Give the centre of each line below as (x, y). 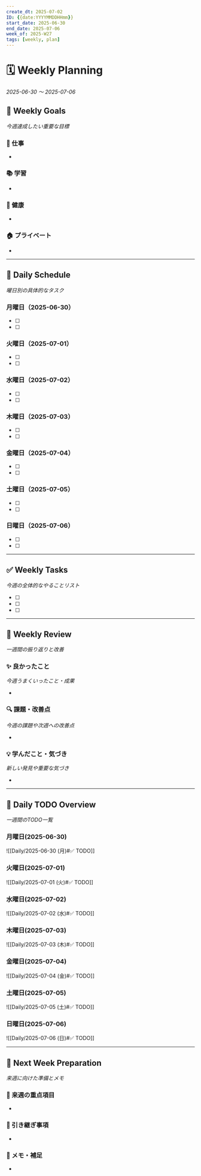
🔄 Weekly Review (39, 635)
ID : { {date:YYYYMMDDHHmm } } (40, 17)
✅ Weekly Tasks (37, 570)
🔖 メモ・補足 (25, 1155)
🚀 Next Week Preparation (54, 1063)
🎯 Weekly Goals (36, 111)
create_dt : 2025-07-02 (34, 12)
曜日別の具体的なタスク (35, 290)
